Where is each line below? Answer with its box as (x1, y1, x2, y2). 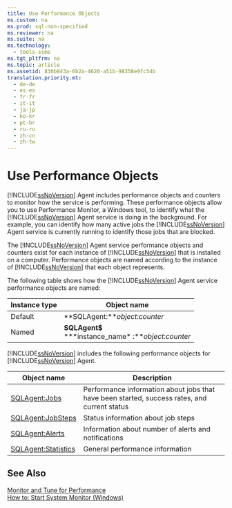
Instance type (10, 300, 57, 310)
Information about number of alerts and (83, 424, 211, 434)
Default (10, 312, 35, 322)
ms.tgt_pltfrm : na (7, 55, 60, 62)
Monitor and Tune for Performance (7, 486, 106, 494)
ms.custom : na (7, 17, 48, 23)
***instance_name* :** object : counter (64, 332, 191, 342)
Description (132, 373, 173, 383)
